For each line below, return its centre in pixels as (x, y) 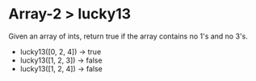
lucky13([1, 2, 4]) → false (61, 68)
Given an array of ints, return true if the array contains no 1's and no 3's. (128, 36)
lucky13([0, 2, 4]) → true (61, 51)
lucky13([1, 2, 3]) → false (61, 60)
